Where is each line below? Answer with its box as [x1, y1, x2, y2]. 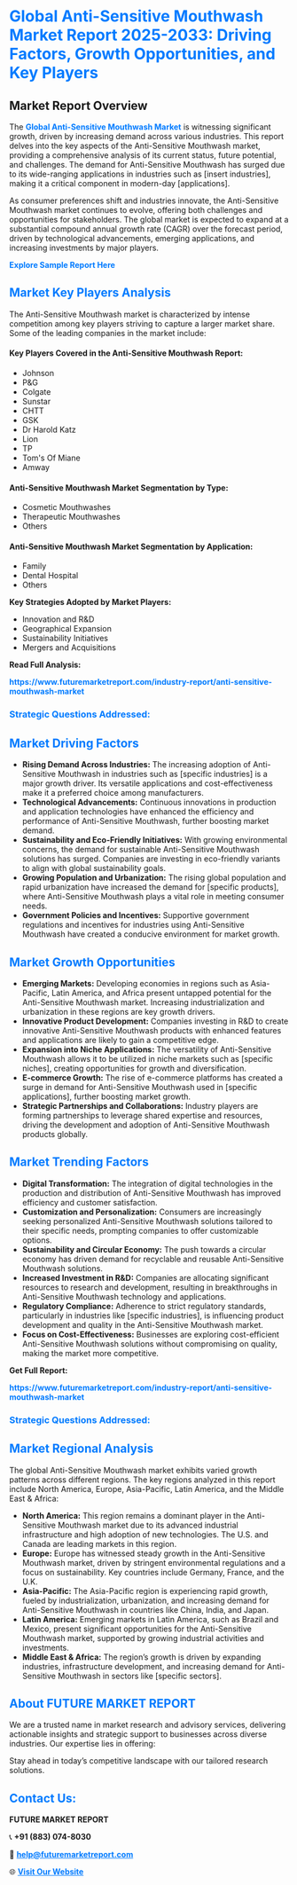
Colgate [21, 387, 51, 397]
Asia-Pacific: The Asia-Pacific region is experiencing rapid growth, [21, 1585, 269, 1596]
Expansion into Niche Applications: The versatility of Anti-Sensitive [21, 1044, 272, 1055]
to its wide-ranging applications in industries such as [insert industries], [9, 169, 271, 179]
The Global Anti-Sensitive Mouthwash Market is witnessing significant [9, 122, 272, 132]
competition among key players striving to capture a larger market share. [9, 318, 275, 329]
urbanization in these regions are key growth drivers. [21, 1006, 215, 1017]
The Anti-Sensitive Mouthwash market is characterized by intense [9, 309, 251, 319]
